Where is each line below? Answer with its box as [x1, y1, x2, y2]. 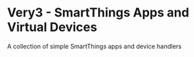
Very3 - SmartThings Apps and [7, 5, 190, 21]
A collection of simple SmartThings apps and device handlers [7, 42, 182, 50]
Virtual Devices [7, 19, 98, 35]
